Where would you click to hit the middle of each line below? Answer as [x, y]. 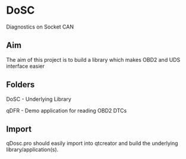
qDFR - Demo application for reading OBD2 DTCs [67, 110]
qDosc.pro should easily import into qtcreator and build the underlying [92, 144]
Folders [21, 85]
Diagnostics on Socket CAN [40, 27]
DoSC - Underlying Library [39, 99]
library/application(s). [32, 150]
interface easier [26, 66]
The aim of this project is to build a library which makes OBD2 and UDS [93, 59]
